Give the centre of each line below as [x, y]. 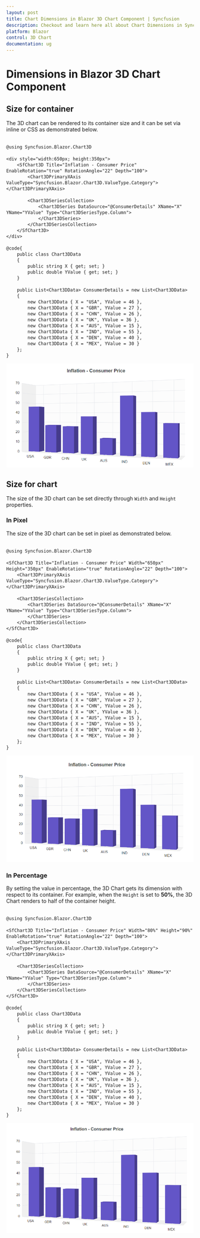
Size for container [40, 109]
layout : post [22, 13]
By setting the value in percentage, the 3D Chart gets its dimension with [94, 888]
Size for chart [32, 484]
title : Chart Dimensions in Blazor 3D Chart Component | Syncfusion [93, 19]
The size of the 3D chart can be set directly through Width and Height [91, 499]
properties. [20, 505]
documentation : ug [29, 44]
